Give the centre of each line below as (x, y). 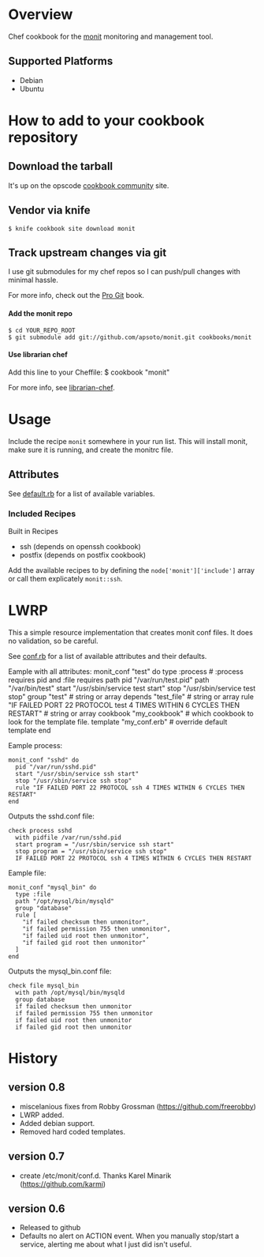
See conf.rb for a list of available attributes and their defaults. (108, 656)
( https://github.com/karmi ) (63, 1184)
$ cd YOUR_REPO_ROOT (42, 330)
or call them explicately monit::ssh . (65, 578)
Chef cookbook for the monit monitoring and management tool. (111, 36)
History (33, 1058)
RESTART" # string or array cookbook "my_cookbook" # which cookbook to (131, 713)
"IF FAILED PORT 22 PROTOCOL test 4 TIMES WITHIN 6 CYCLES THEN (124, 705)
